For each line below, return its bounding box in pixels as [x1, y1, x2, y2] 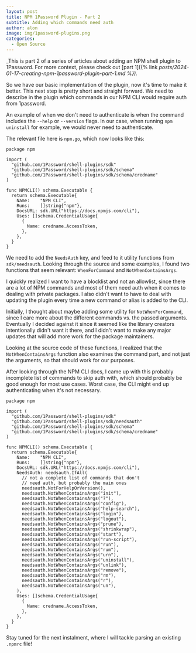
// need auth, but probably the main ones [21, 480, 127, 486]
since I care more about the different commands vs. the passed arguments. [6, 314, 188, 321]
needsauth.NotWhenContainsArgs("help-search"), [21, 505, 140, 512]
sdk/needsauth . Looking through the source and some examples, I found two [6, 260, 190, 267]
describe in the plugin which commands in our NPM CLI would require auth [6, 93, 187, 100]
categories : [6, 36, 35, 42]
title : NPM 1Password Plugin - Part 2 [6, 14, 101, 20]
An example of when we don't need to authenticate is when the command [6, 111, 184, 118]
